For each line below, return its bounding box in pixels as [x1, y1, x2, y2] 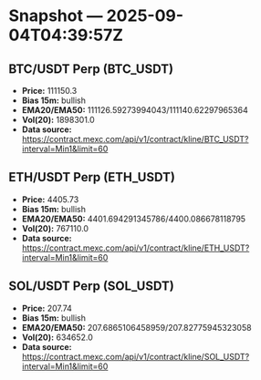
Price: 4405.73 [21, 193, 79, 205]
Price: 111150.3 [21, 86, 78, 96]
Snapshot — [8, 5, 103, 26]
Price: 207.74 [21, 303, 72, 313]
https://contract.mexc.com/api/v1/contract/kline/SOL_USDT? [21, 351, 250, 362]
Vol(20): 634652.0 [21, 332, 93, 343]
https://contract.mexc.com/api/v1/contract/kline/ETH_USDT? [21, 242, 250, 253]
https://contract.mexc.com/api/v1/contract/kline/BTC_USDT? [21, 134, 249, 144]
